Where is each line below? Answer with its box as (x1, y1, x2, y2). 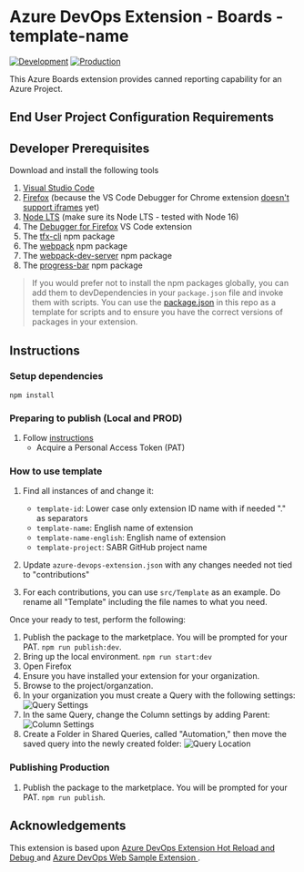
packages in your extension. (31, 316, 138, 327)
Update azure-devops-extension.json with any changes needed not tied (22, 559, 293, 570)
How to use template (9, 465, 103, 477)
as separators (35, 513, 88, 524)
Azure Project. (9, 83, 64, 94)
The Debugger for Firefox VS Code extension (22, 221, 193, 232)
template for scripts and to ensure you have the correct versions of (31, 307, 284, 318)
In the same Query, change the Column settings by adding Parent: (22, 709, 270, 721)
